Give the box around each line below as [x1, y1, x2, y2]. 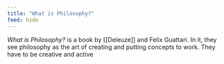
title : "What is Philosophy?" [7, 10, 95, 17]
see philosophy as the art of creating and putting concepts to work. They [7, 43, 216, 51]
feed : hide [7, 17, 39, 23]
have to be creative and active [7, 50, 94, 58]
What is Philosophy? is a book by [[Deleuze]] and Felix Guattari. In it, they [7, 35, 217, 43]
